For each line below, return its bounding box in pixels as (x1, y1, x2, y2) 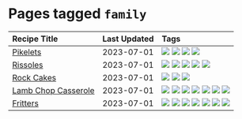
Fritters (12, 98, 40, 109)
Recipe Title (12, 33, 59, 44)
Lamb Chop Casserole (12, 84, 95, 95)
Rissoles (12, 59, 43, 70)
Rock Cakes (12, 72, 57, 83)
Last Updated (102, 33, 154, 44)
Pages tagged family (8, 5, 147, 23)
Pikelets (12, 46, 42, 58)
